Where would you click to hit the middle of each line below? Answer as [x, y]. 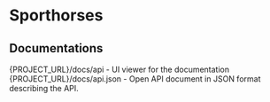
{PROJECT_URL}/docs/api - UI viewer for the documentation [120, 69]
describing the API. [44, 88]
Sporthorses [56, 16]
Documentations [56, 48]
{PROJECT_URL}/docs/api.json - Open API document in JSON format [135, 79]
